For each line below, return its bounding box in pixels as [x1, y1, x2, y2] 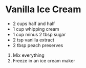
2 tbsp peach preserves [12, 42, 63, 48]
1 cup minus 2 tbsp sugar [12, 31, 66, 37]
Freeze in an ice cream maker [12, 57, 75, 63]
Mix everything [12, 52, 45, 58]
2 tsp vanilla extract [12, 37, 55, 43]
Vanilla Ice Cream [5, 4, 81, 15]
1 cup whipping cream [12, 26, 60, 32]
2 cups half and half [12, 20, 55, 27]
